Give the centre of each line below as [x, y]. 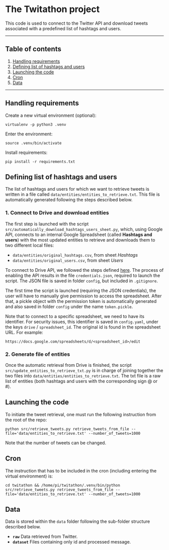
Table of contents [33, 49]
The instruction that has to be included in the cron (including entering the [81, 470]
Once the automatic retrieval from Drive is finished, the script [68, 365]
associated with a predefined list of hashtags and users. [63, 28]
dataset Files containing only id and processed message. [72, 542]
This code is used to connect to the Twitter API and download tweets [77, 23]
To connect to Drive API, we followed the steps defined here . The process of [84, 270]
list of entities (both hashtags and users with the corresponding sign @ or [81, 381]
